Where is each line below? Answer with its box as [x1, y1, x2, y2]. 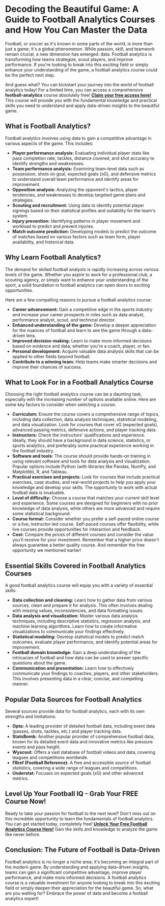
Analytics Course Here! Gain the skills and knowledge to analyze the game [5, 826, 158, 832]
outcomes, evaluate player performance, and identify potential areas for [12, 639, 158, 645]
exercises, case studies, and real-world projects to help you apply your [12, 479, 156, 485]
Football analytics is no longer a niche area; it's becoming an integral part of [5, 859, 159, 865]
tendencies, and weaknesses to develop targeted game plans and [12, 192, 146, 198]
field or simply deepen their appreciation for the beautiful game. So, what [5, 885, 154, 891]
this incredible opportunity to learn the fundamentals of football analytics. [5, 815, 154, 821]
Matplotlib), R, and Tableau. [12, 469, 68, 475]
